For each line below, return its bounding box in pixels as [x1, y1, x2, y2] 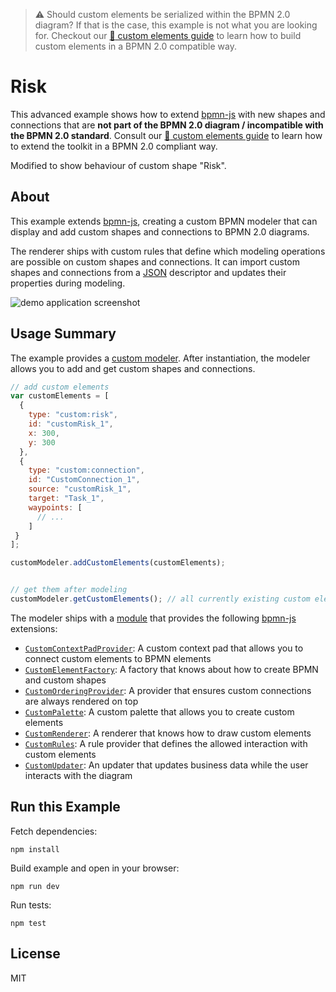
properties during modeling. [10, 277, 126, 289]
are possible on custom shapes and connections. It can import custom [10, 255, 300, 268]
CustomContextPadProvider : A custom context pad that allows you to [24, 642, 304, 654]
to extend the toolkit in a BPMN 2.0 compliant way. [10, 140, 218, 152]
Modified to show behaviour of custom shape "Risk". [10, 159, 227, 171]
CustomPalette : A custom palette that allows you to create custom [24, 705, 295, 718]
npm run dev [10, 881, 60, 891]
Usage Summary [10, 325, 117, 343]
